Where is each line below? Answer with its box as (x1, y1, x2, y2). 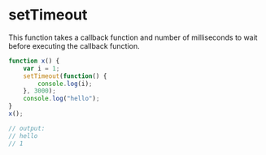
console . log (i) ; (37, 80, 93, 88)
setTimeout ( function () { (23, 71, 107, 80)
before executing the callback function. (8, 41, 140, 50)
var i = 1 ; (23, 64, 60, 72)
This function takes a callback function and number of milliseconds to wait (8, 32, 258, 42)
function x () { (8, 57, 60, 65)
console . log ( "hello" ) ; (23, 95, 100, 103)
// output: (8, 124, 46, 132)
